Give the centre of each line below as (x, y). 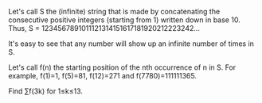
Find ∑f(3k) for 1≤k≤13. (46, 91)
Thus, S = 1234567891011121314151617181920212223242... (104, 28)
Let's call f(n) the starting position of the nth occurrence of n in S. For (122, 67)
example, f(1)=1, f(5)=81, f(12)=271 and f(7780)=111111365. (103, 76)
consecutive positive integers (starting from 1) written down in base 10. (124, 20)
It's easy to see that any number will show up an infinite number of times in (131, 44)
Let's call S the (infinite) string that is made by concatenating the (114, 11)
